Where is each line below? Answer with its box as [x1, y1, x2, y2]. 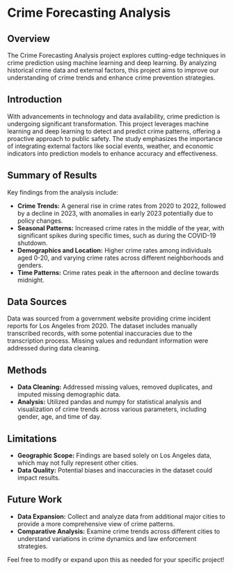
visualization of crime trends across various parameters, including [17, 405, 207, 413]
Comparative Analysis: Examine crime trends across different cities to [17, 527, 220, 535]
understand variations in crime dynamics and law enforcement [17, 534, 197, 542]
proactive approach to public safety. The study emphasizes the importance [7, 134, 223, 142]
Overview [7, 33, 51, 45]
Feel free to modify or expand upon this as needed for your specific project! [7, 555, 225, 563]
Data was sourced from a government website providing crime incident [7, 314, 211, 322]
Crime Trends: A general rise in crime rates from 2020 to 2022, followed [17, 201, 226, 210]
